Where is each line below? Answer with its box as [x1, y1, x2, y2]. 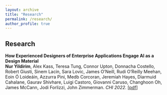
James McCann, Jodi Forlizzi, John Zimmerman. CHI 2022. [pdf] [5, 85, 138, 91]
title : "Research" [5, 12, 43, 17]
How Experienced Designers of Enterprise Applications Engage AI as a [5, 53, 155, 59]
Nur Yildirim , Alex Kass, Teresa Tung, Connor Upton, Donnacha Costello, [5, 63, 156, 70]
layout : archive [5, 7, 39, 12]
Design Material [5, 58, 39, 64]
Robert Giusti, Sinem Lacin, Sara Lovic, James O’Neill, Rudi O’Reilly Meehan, [5, 69, 162, 75]
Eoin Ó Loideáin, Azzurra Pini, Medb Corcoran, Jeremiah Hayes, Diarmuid [5, 74, 156, 80]
